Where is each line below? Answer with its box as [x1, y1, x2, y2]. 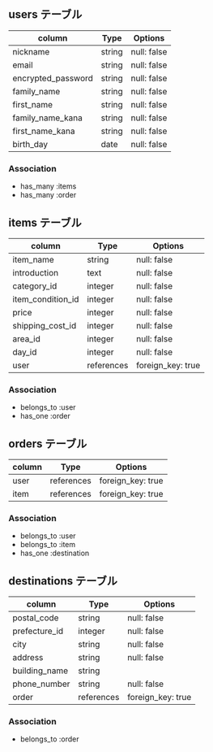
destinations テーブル [8, 574, 117, 588]
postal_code [12, 612, 59, 624]
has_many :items [19, 181, 77, 191]
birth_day [12, 138, 49, 150]
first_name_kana [12, 125, 75, 137]
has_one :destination [19, 548, 90, 559]
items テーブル [8, 215, 83, 229]
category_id [12, 280, 58, 291]
